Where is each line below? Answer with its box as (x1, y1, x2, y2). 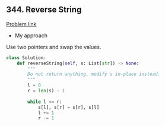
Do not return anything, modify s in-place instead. (27, 71, 161, 77)
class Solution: (6, 54, 46, 61)
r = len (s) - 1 (27, 88, 65, 94)
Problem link (6, 20, 37, 27)
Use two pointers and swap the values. (6, 43, 101, 50)
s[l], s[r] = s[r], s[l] (37, 104, 100, 110)
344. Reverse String (6, 5, 82, 15)
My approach (14, 32, 48, 39)
